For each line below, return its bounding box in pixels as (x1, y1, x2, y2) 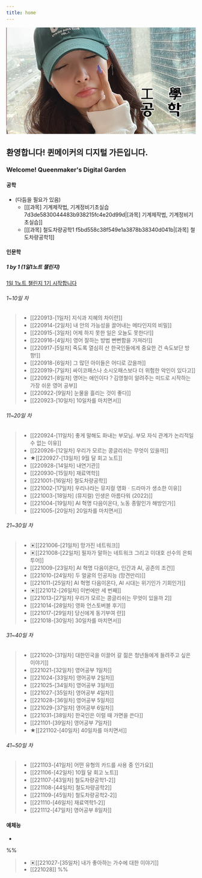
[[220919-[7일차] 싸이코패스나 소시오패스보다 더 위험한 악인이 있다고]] (29, 367, 196, 374)
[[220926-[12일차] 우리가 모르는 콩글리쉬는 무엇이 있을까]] (29, 447, 169, 454)
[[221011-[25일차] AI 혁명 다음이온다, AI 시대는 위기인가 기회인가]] (29, 579, 186, 586)
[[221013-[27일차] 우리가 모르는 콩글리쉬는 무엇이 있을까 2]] (29, 594, 172, 601)
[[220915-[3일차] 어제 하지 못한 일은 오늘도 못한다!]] (29, 329, 154, 336)
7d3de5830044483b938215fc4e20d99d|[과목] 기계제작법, (23, 211, 168, 218)
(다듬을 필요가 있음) (14, 196, 61, 203)
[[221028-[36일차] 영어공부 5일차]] (29, 697, 114, 704)
